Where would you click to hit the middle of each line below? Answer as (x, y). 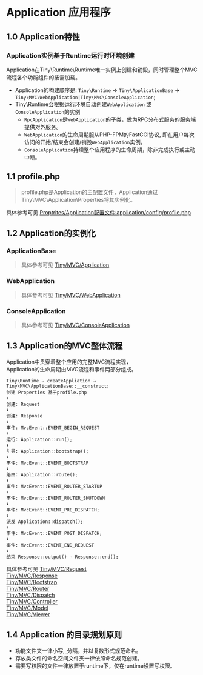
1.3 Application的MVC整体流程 (65, 346)
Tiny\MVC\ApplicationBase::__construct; (58, 386)
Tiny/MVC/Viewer (28, 614)
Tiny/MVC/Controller (32, 601)
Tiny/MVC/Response (32, 576)
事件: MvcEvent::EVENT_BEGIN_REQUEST (53, 428)
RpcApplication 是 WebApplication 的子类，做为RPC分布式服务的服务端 (110, 119)
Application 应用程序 (58, 12)
